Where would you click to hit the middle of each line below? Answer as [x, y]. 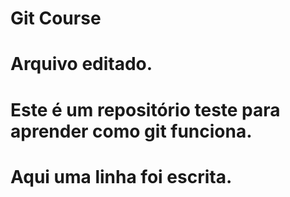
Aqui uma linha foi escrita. [121, 176]
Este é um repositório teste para [145, 109]
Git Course [56, 18]
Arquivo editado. [81, 64]
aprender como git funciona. [131, 131]
